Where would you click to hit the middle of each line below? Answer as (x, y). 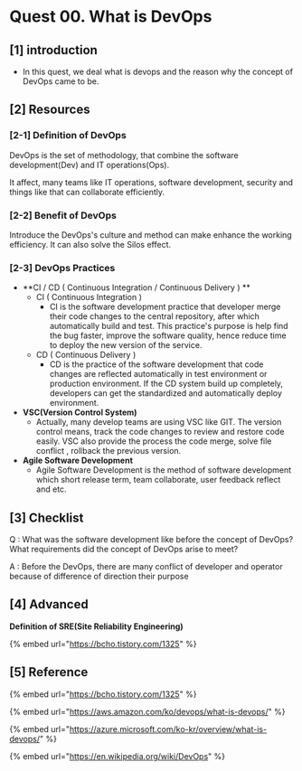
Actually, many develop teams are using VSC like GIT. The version (159, 422)
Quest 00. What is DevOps (111, 17)
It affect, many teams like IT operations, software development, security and (151, 182)
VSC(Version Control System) (80, 412)
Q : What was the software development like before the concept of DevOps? (151, 540)
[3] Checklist (47, 517)
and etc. (51, 489)
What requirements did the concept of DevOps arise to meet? (124, 550)
